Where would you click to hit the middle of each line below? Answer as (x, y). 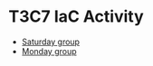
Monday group (49, 51)
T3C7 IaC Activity (76, 17)
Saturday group (51, 42)
